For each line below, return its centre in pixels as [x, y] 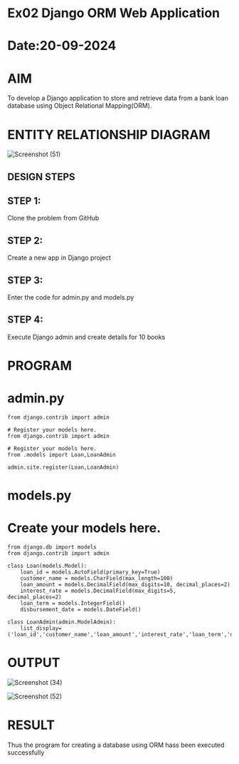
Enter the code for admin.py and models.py [71, 297]
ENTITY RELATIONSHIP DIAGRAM [109, 134]
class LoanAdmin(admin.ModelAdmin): [62, 622]
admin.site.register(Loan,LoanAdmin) [63, 468]
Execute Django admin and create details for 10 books [86, 337]
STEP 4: [26, 320]
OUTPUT [34, 663]
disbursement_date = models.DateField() [81, 610]
